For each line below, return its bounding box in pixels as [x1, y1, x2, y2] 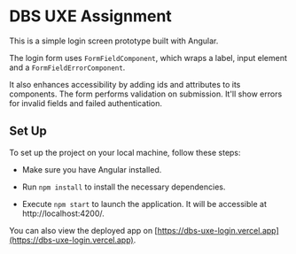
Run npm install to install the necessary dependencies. [21, 181, 226, 192]
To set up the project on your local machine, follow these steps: [9, 147, 241, 158]
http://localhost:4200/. [21, 208, 105, 219]
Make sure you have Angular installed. [21, 164, 162, 174]
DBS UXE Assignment [9, 6, 173, 27]
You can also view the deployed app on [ [9, 225, 158, 235]
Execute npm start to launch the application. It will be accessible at [21, 198, 268, 209]
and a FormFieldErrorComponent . [9, 62, 126, 73]
